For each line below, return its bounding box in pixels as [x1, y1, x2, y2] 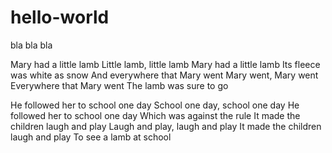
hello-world [10, 6, 110, 29]
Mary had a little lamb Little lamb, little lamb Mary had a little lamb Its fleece [10, 58, 321, 70]
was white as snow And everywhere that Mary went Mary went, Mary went [10, 69, 319, 81]
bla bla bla [10, 39, 53, 51]
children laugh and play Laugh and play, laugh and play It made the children [10, 120, 322, 132]
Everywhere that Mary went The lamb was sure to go [10, 79, 229, 91]
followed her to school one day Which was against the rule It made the [10, 109, 301, 121]
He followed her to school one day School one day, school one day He [10, 99, 300, 111]
